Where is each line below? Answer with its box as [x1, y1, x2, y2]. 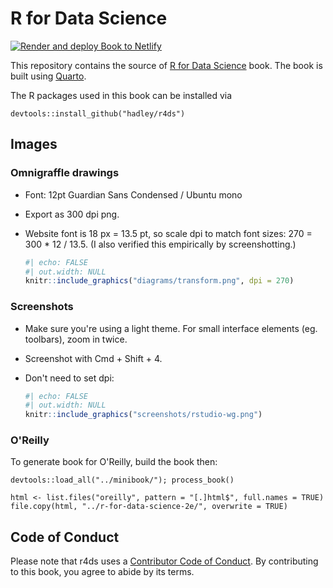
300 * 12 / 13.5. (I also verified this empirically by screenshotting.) [24, 238, 297, 250]
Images [10, 136, 58, 153]
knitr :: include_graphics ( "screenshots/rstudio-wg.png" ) [24, 410, 263, 420]
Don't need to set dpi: [24, 372, 115, 384]
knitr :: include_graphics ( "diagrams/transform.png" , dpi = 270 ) [24, 276, 295, 286]
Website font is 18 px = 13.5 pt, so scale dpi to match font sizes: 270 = [24, 227, 313, 239]
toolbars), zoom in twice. [24, 333, 128, 345]
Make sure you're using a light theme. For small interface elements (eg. [24, 322, 318, 334]
